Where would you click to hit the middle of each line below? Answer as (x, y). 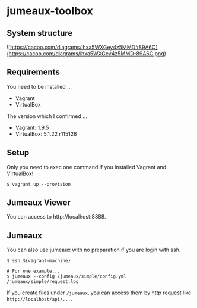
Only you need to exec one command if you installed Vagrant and (87, 167)
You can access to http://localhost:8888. (56, 217)
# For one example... (34, 271)
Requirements (33, 72)
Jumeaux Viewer (39, 203)
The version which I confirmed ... (47, 116)
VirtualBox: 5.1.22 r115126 (46, 134)
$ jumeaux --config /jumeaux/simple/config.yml (67, 276)
